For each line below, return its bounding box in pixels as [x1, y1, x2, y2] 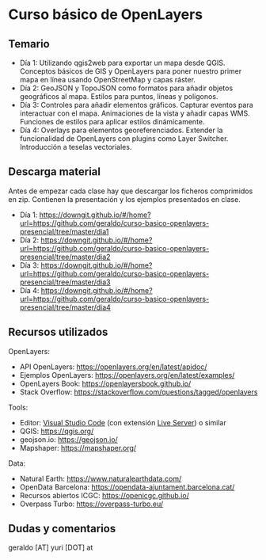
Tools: [8, 402, 28, 412]
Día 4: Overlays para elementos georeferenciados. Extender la [19, 125, 223, 135]
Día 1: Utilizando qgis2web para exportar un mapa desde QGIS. [19, 58, 226, 67]
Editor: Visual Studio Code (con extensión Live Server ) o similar [19, 417, 227, 427]
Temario [8, 37, 50, 51]
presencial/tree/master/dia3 [19, 277, 111, 287]
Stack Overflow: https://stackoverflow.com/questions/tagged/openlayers [19, 387, 258, 397]
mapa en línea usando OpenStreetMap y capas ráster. [19, 75, 196, 84]
